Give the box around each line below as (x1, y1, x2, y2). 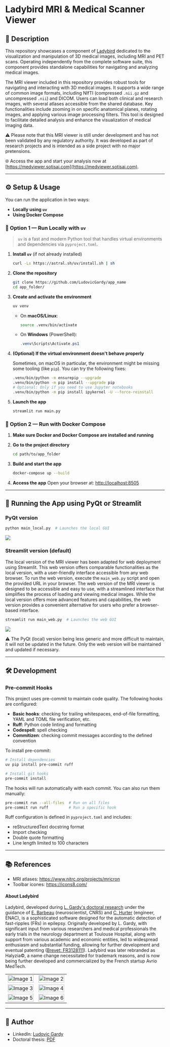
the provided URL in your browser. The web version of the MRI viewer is (5, 580, 155, 586)
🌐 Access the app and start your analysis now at (5, 158, 107, 164)
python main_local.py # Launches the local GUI (5, 526, 110, 531)
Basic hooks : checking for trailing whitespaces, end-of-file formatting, (12, 711, 160, 717)
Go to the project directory (12, 442, 70, 448)
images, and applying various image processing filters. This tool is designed (5, 111, 164, 117)
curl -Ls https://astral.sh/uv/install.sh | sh (12, 261, 115, 266)
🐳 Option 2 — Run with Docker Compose (5, 420, 106, 427)
